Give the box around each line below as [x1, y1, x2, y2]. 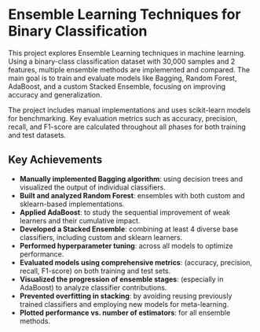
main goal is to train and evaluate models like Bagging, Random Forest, [8, 73, 237, 83]
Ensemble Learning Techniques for [8, 6, 241, 24]
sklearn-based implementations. [19, 199, 125, 208]
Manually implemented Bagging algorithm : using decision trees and [19, 174, 244, 183]
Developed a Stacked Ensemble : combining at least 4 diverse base [19, 224, 239, 234]
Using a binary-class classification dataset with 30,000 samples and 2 [8, 57, 236, 66]
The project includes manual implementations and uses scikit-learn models [8, 105, 251, 115]
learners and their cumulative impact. [19, 216, 141, 225]
